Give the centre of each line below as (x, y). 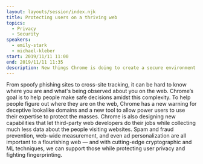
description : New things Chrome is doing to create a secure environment (101, 68)
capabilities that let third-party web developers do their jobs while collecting (101, 123)
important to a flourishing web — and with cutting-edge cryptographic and (99, 142)
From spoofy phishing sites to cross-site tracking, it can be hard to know (97, 85)
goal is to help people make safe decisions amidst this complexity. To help (98, 97)
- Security (25, 34)
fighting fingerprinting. (34, 155)
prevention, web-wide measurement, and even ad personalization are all (96, 136)
